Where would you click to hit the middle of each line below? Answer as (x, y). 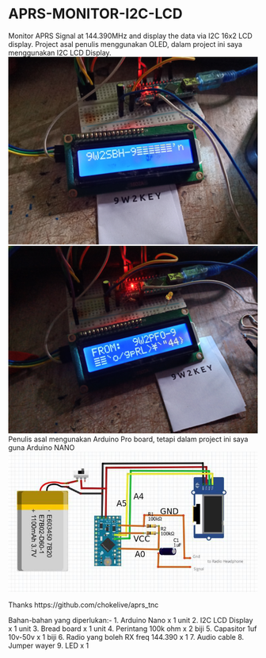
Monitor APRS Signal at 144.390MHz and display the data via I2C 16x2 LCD (131, 36)
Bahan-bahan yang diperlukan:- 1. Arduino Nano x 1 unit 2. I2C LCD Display (131, 620)
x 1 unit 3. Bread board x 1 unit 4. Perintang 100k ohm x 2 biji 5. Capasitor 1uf (133, 629)
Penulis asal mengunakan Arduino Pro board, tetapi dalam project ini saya (128, 439)
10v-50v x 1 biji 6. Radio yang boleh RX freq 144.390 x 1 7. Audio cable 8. (126, 637)
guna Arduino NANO (42, 447)
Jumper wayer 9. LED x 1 (49, 645)
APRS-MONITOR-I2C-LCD (95, 14)
